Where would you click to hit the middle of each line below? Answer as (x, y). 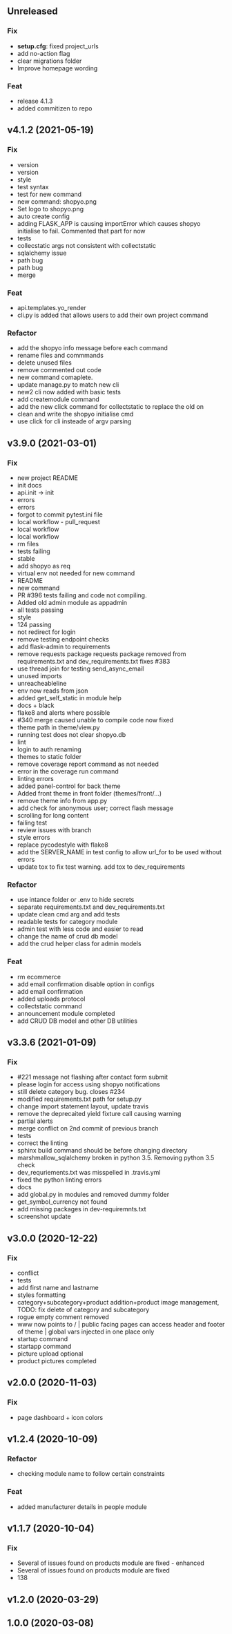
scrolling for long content (53, 815)
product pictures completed (57, 1361)
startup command (42, 1338)
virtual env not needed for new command (76, 573)
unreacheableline (42, 683)
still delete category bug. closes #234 (71, 1092)
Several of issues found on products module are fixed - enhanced (111, 1563)
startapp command (44, 1346)
